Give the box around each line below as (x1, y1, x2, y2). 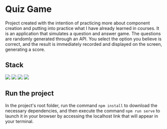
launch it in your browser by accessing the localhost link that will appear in (5, 113, 159, 119)
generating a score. (5, 46, 45, 52)
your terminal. (5, 118, 34, 124)
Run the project (5, 89, 54, 98)
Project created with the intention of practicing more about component (5, 20, 151, 26)
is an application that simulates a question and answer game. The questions (5, 30, 161, 36)
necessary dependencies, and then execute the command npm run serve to (5, 108, 161, 114)
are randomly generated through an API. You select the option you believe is (5, 36, 162, 42)
